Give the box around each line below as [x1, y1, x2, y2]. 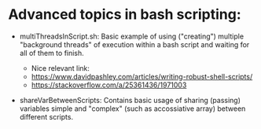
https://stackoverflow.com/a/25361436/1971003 [31, 80, 187, 90]
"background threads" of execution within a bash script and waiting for [19, 39, 250, 49]
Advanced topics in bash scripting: [8, 6, 241, 24]
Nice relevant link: [31, 63, 90, 72]
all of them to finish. [19, 48, 84, 57]
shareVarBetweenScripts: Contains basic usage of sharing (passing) [19, 95, 241, 105]
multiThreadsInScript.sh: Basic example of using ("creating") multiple [19, 31, 244, 41]
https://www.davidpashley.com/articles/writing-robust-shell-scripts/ [31, 72, 253, 81]
